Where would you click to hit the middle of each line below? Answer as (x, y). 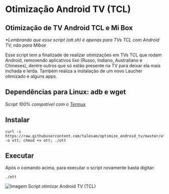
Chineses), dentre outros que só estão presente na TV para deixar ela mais (83, 66)
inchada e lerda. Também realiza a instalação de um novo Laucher (74, 71)
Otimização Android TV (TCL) (68, 9)
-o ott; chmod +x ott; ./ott (36, 140)
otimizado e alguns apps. (31, 76)
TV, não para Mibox (26, 45)
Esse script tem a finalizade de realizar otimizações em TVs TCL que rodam (83, 55)
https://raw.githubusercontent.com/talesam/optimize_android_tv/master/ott (86, 136)
